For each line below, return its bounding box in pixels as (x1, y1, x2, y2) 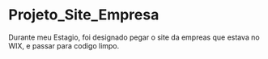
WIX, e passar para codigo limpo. (8, 40, 120, 50)
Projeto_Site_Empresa (8, 6, 160, 24)
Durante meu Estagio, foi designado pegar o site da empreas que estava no (8, 32, 261, 42)
